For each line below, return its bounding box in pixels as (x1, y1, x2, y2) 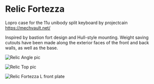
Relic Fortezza (5, 3, 65, 15)
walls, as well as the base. (5, 45, 58, 51)
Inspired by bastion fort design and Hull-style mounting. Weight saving (5, 34, 149, 40)
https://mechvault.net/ (5, 25, 51, 30)
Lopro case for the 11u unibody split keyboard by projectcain (5, 20, 128, 26)
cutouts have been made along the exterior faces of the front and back (5, 39, 149, 45)
